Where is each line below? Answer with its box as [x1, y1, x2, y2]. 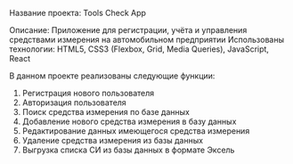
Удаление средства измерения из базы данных [21, 135, 203, 145]
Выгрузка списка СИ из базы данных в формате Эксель [21, 144, 235, 155]
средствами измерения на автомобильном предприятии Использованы [9, 35, 285, 45]
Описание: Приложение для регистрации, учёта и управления [9, 25, 248, 35]
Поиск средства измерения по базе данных [21, 107, 190, 117]
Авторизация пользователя [21, 97, 126, 108]
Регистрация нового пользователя [21, 88, 155, 98]
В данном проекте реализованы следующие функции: [9, 70, 216, 81]
